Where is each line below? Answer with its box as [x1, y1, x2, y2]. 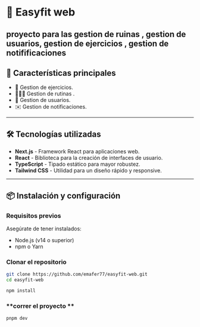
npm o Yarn [14, 243, 43, 250]
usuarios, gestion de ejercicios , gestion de [6, 38, 169, 48]
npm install [6, 288, 36, 294]
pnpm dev [6, 316, 28, 322]
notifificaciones [6, 48, 67, 58]
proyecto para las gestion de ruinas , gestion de [6, 29, 186, 39]
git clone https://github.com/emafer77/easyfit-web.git [6, 272, 148, 277]
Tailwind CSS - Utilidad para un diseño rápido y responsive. [14, 167, 162, 174]
